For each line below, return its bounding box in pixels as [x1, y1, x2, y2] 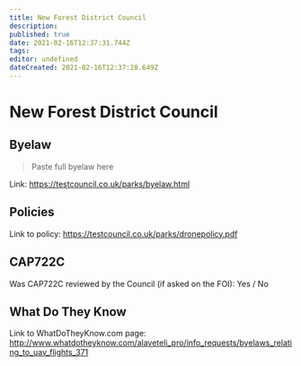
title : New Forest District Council [9, 13, 146, 22]
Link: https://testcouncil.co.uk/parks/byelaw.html [9, 179, 190, 189]
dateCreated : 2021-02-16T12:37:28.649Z [9, 64, 159, 73]
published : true [9, 30, 70, 39]
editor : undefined [9, 55, 78, 64]
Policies [9, 205, 56, 220]
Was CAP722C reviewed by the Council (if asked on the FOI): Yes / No [9, 278, 270, 289]
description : [9, 22, 58, 30]
